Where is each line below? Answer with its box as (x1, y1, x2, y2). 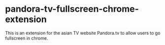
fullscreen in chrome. (5, 35, 48, 41)
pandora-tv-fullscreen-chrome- (5, 3, 139, 15)
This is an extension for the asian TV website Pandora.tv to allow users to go (5, 30, 161, 36)
